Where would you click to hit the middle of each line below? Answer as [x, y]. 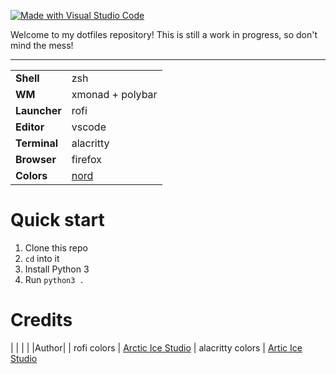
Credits [41, 320]
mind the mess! [42, 45]
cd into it [42, 258]
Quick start [57, 220]
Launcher [38, 110]
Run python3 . [54, 279]
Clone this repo [56, 247]
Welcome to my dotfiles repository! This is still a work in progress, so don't [164, 34]
